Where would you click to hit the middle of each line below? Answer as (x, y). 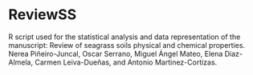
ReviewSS (43, 15)
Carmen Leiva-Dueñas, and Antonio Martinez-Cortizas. (126, 62)
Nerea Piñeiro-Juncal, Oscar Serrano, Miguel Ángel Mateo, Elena (116, 53)
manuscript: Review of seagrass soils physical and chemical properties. (127, 45)
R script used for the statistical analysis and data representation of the (124, 37)
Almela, (21, 62)
